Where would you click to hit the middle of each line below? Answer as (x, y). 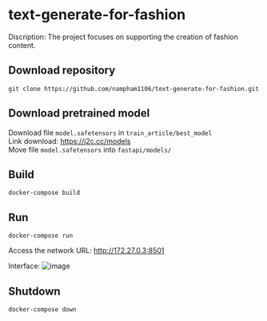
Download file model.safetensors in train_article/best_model (110, 133)
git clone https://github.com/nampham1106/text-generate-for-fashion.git (134, 89)
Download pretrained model (79, 113)
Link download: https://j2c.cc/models (70, 141)
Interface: (24, 266)
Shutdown (35, 291)
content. (22, 45)
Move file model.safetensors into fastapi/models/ (90, 149)
